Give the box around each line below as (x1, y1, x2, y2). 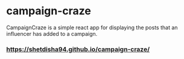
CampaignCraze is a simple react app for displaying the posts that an (6, 24, 178, 31)
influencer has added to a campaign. (6, 30, 98, 37)
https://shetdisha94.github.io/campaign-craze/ (6, 45, 150, 53)
